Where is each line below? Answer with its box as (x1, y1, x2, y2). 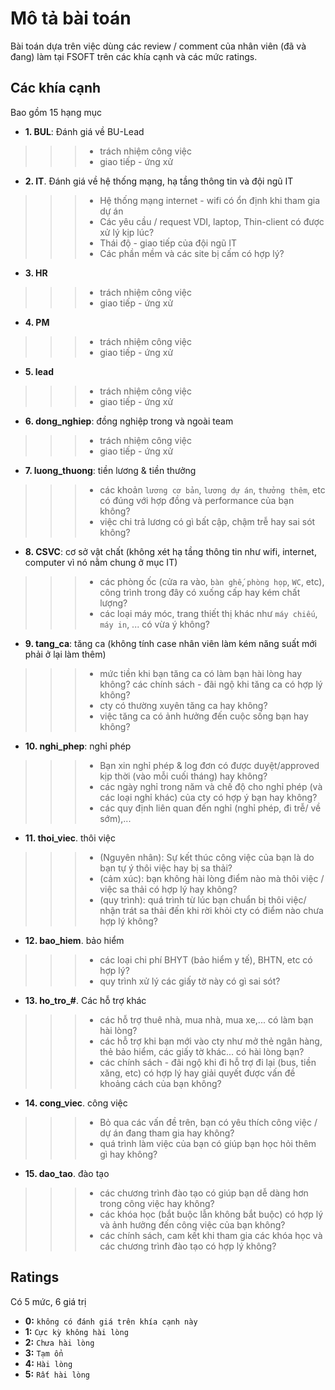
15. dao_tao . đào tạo (24, 1167, 110, 1179)
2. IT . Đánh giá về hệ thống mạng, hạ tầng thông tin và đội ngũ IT (24, 175, 294, 187)
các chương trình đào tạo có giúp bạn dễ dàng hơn (99, 1187, 309, 1199)
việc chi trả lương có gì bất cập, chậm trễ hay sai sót (99, 515, 316, 527)
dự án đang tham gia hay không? (99, 1127, 235, 1139)
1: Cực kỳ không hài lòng (24, 1325, 129, 1337)
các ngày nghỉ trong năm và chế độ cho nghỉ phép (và (99, 780, 323, 792)
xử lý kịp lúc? (99, 226, 155, 238)
